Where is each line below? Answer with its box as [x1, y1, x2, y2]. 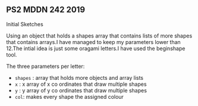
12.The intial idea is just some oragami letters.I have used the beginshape [6, 45, 186, 52]
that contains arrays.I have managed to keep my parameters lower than [6, 38, 181, 45]
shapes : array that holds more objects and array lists [14, 74, 144, 81]
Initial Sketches [6, 20, 43, 27]
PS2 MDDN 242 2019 [6, 5, 85, 15]
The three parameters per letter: [6, 63, 85, 70]
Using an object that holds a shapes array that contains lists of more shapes [6, 32, 193, 39]
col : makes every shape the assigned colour [14, 93, 124, 100]
